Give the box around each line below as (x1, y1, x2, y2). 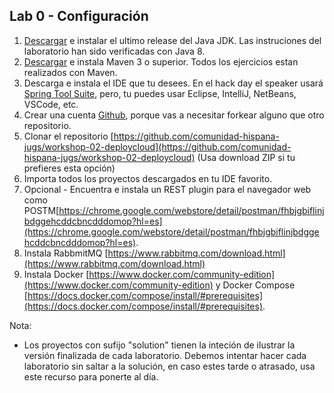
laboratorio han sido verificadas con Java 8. (23, 45, 206, 57)
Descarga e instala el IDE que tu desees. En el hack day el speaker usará (23, 77, 324, 89)
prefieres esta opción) (23, 162, 116, 174)
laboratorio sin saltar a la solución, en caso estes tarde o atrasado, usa (23, 360, 316, 372)
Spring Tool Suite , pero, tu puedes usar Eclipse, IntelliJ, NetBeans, (23, 87, 297, 99)
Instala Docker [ (23, 268, 90, 280)
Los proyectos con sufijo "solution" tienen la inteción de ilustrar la (23, 339, 296, 351)
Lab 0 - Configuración (9, 8, 149, 25)
